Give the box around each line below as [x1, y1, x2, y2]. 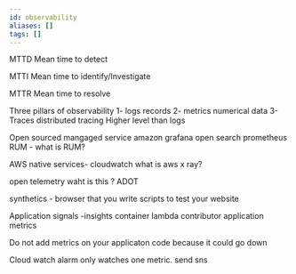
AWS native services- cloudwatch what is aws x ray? [9, 159, 203, 170]
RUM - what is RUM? [9, 141, 86, 152]
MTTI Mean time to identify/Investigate [9, 71, 151, 82]
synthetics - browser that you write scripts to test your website [9, 193, 240, 205]
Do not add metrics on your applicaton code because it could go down [9, 238, 268, 248]
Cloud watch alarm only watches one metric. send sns [9, 254, 208, 265]
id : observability [9, 12, 77, 22]
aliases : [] [9, 21, 53, 30]
